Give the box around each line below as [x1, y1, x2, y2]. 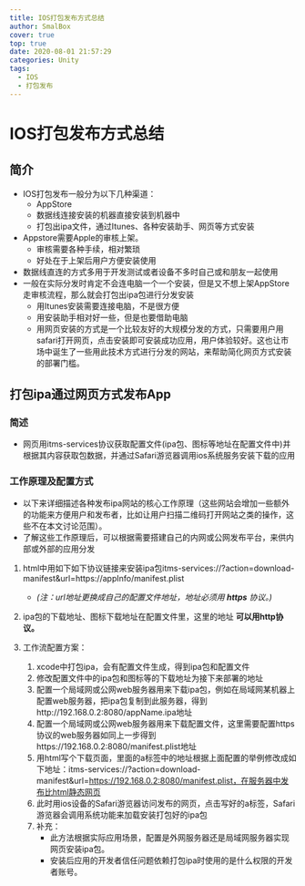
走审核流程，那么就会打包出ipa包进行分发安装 [22, 289, 194, 300]
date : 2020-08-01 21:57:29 [9, 47, 112, 57]
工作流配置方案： [22, 642, 87, 653]
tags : [9, 65, 30, 74]
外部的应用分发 [38, 543, 96, 554]
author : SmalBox [9, 22, 71, 31]
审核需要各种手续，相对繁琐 [36, 243, 141, 254]
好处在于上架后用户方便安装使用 [36, 254, 157, 265]
